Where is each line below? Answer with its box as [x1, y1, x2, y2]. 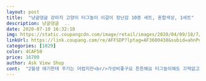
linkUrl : [6, 37, 29, 43]
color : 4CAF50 [6, 49, 43, 55]
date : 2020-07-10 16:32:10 [6, 26, 75, 32]
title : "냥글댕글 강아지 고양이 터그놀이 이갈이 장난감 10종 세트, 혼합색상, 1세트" [6, 15, 194, 21]
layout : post [6, 9, 40, 15]
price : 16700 [6, 54, 40, 60]
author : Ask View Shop [6, 60, 64, 66]
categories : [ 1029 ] [6, 43, 56, 49]
